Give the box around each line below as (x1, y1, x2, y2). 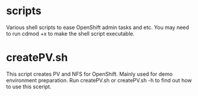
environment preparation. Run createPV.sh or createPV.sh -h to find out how (6, 76, 192, 84)
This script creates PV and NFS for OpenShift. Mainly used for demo (6, 70, 173, 78)
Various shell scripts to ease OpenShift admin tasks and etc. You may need (6, 24, 190, 31)
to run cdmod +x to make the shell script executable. (6, 30, 135, 37)
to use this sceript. (6, 83, 52, 90)
